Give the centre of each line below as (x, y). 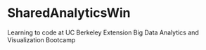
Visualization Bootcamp (41, 39)
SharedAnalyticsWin (69, 13)
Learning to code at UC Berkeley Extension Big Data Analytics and (103, 32)
